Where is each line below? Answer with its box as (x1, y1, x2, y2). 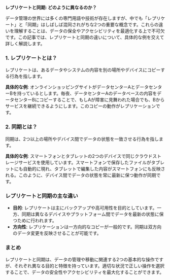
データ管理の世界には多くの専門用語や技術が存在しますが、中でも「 (5, 15, 148, 21)
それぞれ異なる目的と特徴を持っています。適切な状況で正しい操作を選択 (14, 263, 165, 269)
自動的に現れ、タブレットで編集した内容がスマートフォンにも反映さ (22, 165, 165, 171)
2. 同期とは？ (5, 123, 38, 130)
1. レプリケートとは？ (5, 54, 57, 61)
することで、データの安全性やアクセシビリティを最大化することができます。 (5, 269, 164, 275)
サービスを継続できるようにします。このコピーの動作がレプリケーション (5, 103, 156, 109)
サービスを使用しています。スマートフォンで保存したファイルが (18, 159, 151, 165)
